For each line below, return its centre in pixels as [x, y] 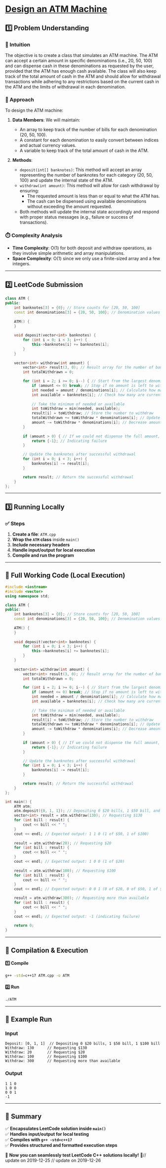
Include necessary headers [41, 545]
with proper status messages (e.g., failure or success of [76, 217]
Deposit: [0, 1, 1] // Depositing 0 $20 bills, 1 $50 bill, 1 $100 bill [83, 1044]
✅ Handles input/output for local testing [47, 1134]
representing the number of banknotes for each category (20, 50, [86, 175]
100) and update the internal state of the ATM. [66, 180]
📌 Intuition [18, 45]
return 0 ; [24, 926]
